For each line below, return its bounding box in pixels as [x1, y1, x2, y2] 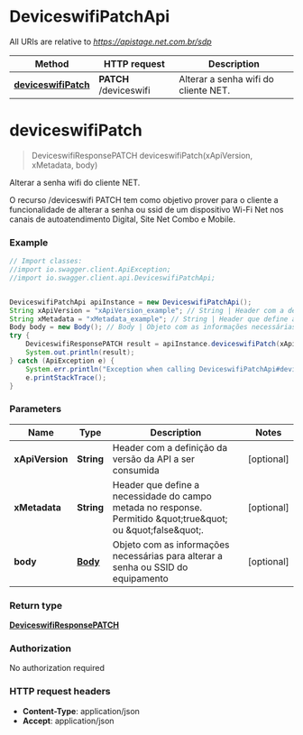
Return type [9, 599, 63, 611]
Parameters [9, 403, 61, 416]
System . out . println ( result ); [25, 348, 135, 357]
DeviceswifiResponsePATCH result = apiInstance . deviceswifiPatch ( [25, 340, 280, 349]
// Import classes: [9, 257, 83, 266]
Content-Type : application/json [22, 705, 140, 716]
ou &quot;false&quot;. [112, 523, 205, 536]
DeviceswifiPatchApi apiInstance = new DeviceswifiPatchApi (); [9, 298, 252, 307]
